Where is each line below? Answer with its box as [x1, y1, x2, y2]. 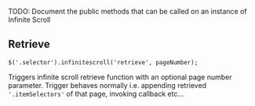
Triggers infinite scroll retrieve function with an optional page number [8, 72, 232, 82]
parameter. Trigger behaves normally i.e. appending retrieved [8, 80, 206, 90]
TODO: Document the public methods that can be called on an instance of [8, 7, 247, 16]
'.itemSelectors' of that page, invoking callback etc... [8, 89, 184, 98]
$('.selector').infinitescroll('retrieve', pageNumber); [8, 58, 199, 66]
